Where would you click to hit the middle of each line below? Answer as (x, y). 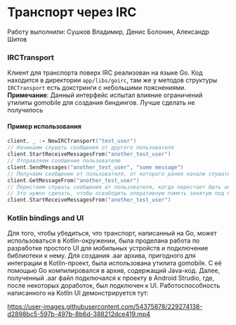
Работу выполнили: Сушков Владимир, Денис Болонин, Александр (108, 32)
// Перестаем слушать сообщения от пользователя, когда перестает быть (114, 187)
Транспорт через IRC (72, 12)
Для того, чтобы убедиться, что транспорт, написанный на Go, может (112, 234)
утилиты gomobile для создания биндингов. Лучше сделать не (101, 103)
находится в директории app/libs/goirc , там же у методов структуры (112, 80)
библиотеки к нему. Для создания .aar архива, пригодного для (101, 256)
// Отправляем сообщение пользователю (64, 161)
